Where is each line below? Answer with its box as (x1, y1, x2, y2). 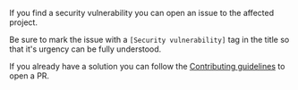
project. (9, 17, 38, 28)
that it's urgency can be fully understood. (9, 44, 162, 54)
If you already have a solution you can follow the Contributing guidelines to (9, 61, 285, 71)
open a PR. (9, 70, 50, 81)
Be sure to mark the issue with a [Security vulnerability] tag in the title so (9, 35, 290, 45)
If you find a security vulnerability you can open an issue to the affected (9, 8, 275, 18)
